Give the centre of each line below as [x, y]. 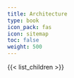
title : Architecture [38, 14]
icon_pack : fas [30, 27]
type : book [23, 21]
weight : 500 [25, 47]
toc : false [23, 40]
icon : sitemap [28, 34]
